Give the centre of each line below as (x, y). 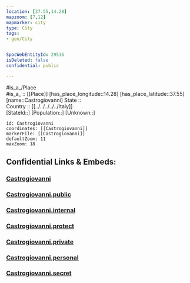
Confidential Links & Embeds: (61, 162)
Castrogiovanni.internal (41, 210)
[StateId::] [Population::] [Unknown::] (51, 112)
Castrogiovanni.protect (40, 226)
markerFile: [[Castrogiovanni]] (46, 134)
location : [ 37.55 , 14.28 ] (36, 11)
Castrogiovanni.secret (39, 273)
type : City (19, 28)
